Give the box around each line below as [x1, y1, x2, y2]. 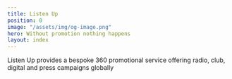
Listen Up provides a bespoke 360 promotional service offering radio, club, [7, 56, 226, 64]
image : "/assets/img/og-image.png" [7, 23, 112, 30]
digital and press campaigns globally [7, 63, 114, 72]
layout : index [7, 37, 49, 44]
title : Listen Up [7, 10, 59, 18]
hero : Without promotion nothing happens [7, 30, 131, 37]
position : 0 [7, 17, 42, 24]
